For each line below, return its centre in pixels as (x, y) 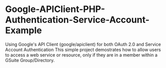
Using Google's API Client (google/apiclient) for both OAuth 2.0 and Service (83, 44)
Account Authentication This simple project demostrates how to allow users (83, 49)
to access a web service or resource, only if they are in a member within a (81, 55)
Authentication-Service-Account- (77, 20)
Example (23, 30)
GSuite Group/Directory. (30, 60)
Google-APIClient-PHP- (55, 9)
